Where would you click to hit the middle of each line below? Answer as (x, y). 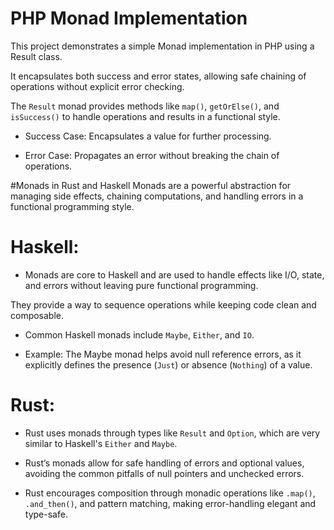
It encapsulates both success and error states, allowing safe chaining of (158, 76)
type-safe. (46, 514)
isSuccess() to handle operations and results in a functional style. (145, 116)
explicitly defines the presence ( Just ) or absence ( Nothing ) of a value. (168, 364)
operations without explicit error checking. (97, 86)
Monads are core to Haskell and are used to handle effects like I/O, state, (174, 274)
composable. (37, 315)
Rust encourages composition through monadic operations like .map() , (170, 493)
